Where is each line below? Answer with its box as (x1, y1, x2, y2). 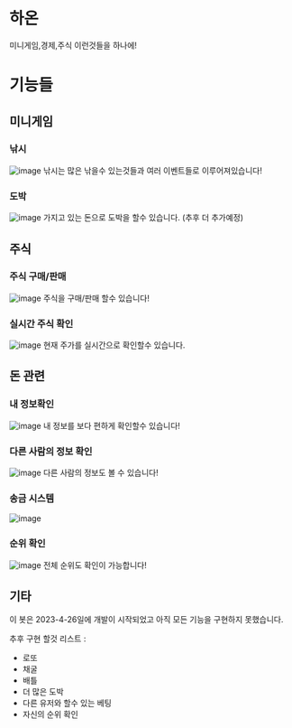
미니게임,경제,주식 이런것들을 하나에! (9, 40, 138, 51)
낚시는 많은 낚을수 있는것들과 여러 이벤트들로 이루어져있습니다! (43, 164, 263, 176)
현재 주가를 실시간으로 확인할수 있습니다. (43, 340, 186, 350)
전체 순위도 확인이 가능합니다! (43, 559, 147, 570)
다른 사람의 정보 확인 (9, 444, 93, 457)
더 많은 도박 (22, 686, 65, 697)
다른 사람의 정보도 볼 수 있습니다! (43, 467, 160, 479)
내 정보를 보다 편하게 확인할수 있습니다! (43, 420, 180, 431)
